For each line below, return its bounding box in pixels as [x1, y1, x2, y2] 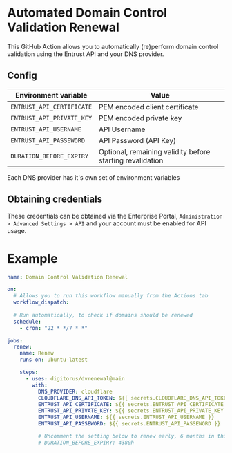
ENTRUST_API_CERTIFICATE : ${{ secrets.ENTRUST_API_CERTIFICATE [37, 401, 224, 408]
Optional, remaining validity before [99, 147, 211, 156]
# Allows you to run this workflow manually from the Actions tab [13, 293, 209, 299]
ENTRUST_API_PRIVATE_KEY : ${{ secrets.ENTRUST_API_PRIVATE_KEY [37, 407, 224, 414]
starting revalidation [99, 156, 164, 165]
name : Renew [19, 350, 54, 357]
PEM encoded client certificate [99, 102, 199, 111]
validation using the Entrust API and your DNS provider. [7, 50, 164, 58]
